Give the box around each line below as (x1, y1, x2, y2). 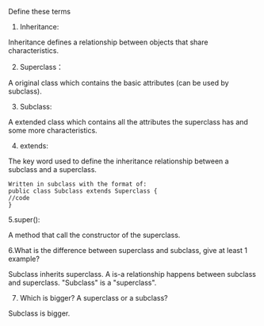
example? (8, 254, 40, 263)
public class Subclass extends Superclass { (8, 187, 158, 195)
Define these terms (8, 7, 71, 16)
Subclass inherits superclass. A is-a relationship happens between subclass (8, 270, 256, 278)
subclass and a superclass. (8, 165, 98, 174)
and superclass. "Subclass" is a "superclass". (8, 278, 157, 287)
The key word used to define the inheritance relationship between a (8, 156, 229, 166)
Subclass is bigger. (8, 309, 71, 318)
